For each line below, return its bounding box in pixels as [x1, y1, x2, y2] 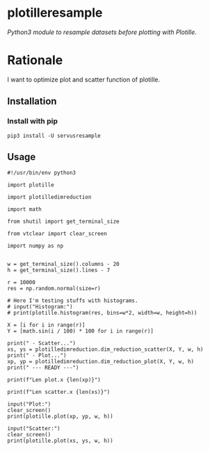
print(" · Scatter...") [7, 340, 76, 347]
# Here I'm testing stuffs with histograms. [7, 297, 138, 304]
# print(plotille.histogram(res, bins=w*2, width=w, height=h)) [7, 310, 197, 317]
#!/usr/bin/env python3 [7, 169, 76, 177]
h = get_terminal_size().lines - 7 [7, 267, 111, 274]
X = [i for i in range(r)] [7, 322, 86, 329]
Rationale [7, 52, 63, 68]
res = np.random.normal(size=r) [7, 285, 101, 292]
